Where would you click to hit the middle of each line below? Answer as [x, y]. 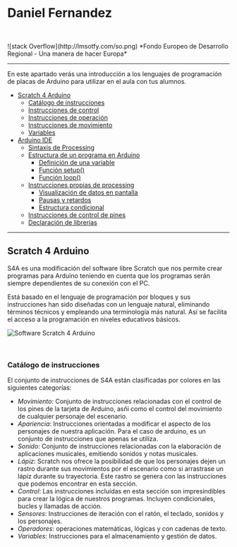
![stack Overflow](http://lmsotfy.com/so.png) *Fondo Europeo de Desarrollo [118, 46]
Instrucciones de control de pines [77, 215]
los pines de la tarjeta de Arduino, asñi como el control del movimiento [120, 409]
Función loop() [60, 177]
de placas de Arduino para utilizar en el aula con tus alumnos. [97, 81]
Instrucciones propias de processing [81, 185]
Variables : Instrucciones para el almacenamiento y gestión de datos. [117, 536]
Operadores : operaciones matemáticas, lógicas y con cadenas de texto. [122, 529]
